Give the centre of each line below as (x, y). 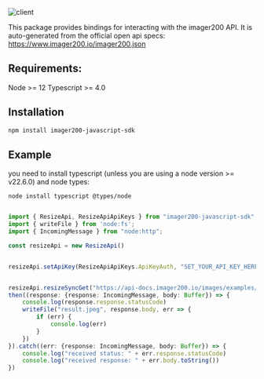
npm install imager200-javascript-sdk (71, 130)
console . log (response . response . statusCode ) (95, 302)
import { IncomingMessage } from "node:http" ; (86, 231)
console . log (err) (79, 324)
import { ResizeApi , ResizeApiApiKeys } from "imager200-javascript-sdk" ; (133, 217)
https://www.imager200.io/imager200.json (77, 44)
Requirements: (45, 69)
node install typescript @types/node (70, 196)
